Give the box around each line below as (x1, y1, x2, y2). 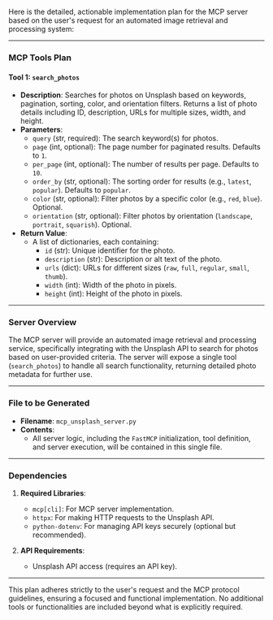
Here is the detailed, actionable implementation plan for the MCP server (8, 7, 249, 16)
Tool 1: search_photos (8, 72, 80, 82)
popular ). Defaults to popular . (32, 185, 132, 195)
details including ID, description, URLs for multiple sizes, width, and (19, 107, 246, 117)
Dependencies (8, 470, 67, 481)
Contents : (19, 424, 55, 434)
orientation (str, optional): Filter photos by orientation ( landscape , (32, 211, 253, 221)
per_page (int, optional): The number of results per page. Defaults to (32, 159, 259, 169)
